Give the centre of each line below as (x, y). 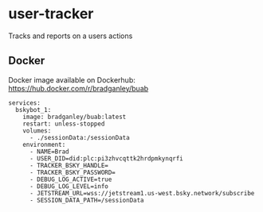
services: (25, 103)
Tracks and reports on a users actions (71, 36)
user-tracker (51, 14)
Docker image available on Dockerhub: (72, 79)
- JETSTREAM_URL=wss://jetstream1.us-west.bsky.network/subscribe (142, 193)
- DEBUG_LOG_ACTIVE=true (71, 179)
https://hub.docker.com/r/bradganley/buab (79, 88)
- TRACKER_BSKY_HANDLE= (69, 165)
